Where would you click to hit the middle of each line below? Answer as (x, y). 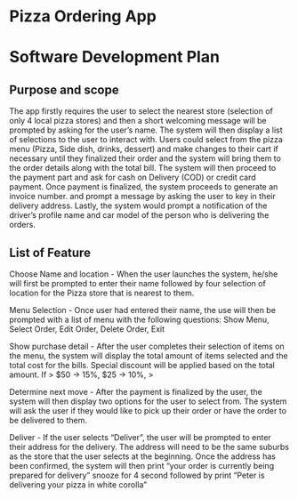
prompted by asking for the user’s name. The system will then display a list (146, 130)
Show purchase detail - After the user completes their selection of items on (147, 346)
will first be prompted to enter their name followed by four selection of (138, 283)
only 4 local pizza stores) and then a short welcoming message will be (138, 121)
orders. (22, 225)
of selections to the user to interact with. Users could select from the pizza (146, 140)
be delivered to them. (48, 420)
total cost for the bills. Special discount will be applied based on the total (142, 365)
